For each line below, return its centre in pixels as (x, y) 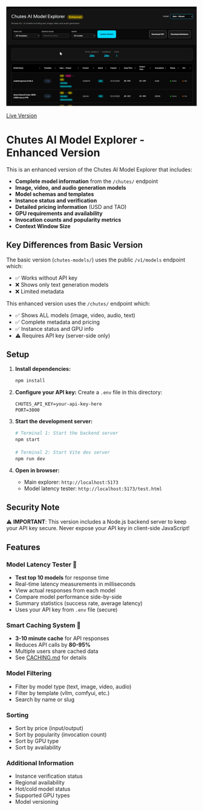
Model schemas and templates (54, 194)
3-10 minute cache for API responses (62, 638)
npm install (30, 381)
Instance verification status (49, 776)
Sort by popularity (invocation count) (61, 735)
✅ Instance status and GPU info (54, 329)
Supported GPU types (42, 795)
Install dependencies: (43, 369)
